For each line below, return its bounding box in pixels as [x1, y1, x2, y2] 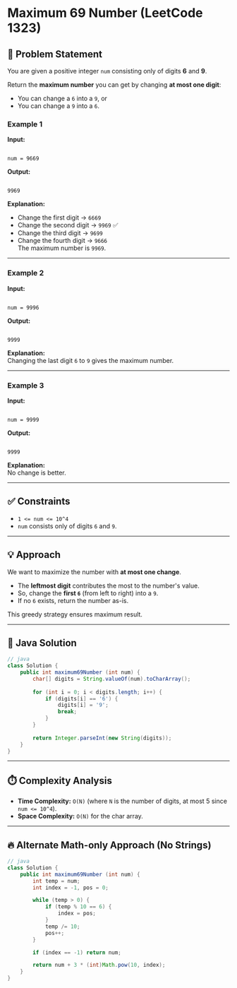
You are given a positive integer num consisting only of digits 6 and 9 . [7, 67, 207, 75]
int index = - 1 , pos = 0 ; [32, 884, 109, 891]
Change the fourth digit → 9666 [17, 237, 108, 245]
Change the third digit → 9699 [17, 229, 104, 237]
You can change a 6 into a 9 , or [17, 94, 108, 102]
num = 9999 [7, 416, 39, 423]
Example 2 [7, 268, 44, 278]
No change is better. [7, 468, 67, 477]
